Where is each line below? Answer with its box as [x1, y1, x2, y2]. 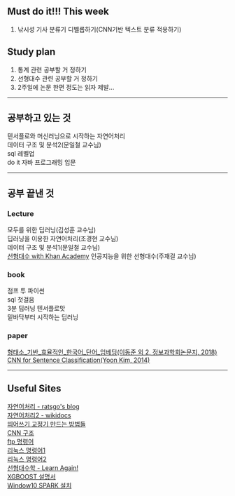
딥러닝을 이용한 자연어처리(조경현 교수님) [7, 234, 119, 243]
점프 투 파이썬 [7, 287, 45, 295]
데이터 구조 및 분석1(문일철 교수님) [7, 243, 100, 252]
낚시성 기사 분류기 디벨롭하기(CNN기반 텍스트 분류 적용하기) [17, 25, 182, 34]
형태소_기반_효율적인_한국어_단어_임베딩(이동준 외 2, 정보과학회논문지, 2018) [7, 347, 218, 356]
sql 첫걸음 [7, 295, 35, 304]
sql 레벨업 [7, 149, 35, 158]
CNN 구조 [7, 428, 35, 437]
